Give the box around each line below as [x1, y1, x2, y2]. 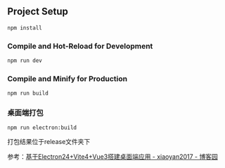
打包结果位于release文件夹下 [7, 138, 91, 146]
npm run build [7, 90, 49, 97]
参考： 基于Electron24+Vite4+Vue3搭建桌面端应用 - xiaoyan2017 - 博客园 [7, 152, 218, 161]
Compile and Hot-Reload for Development [7, 41, 153, 51]
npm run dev [7, 56, 42, 64]
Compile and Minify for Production [7, 73, 128, 83]
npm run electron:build [7, 124, 77, 131]
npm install [7, 24, 42, 31]
